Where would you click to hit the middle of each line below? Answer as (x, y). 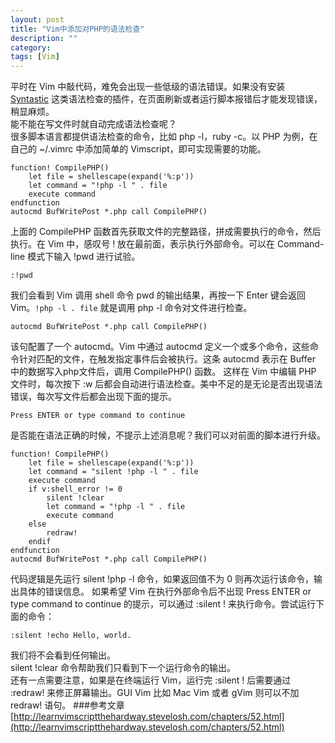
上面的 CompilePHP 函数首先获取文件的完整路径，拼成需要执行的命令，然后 (166, 232)
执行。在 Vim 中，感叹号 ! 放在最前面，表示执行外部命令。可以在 (143, 244)
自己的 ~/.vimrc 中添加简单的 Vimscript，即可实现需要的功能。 (138, 149)
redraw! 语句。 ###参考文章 (67, 705)
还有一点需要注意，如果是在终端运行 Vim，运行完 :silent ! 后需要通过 (151, 680)
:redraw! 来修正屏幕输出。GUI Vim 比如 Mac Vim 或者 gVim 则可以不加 (155, 693)
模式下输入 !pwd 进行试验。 (84, 257)
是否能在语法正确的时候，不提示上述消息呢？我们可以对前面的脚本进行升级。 (168, 435)
